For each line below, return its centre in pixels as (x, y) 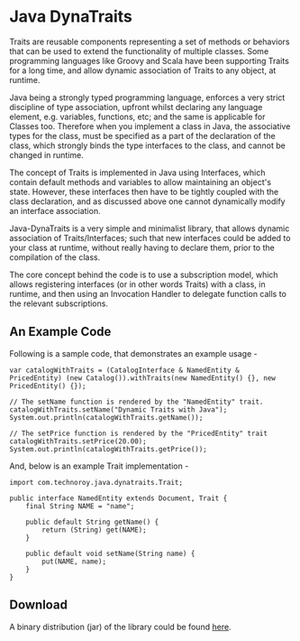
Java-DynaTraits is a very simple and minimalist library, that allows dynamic (150, 228)
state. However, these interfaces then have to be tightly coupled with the (144, 191)
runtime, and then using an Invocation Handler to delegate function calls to (148, 293)
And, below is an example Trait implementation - (99, 466)
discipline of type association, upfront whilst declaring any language (136, 107)
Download (38, 605)
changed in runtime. (46, 154)
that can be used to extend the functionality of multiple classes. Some (139, 51)
